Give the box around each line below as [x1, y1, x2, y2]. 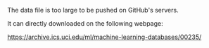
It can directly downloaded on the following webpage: [7, 19, 163, 27]
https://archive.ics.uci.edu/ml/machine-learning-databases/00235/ [7, 33, 202, 41]
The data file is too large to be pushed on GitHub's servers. [7, 6, 179, 14]
